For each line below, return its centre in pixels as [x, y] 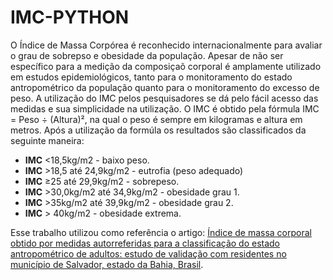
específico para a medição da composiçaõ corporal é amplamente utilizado [166, 66]
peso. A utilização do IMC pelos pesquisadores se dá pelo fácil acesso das [164, 98]
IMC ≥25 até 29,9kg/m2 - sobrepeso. [102, 181]
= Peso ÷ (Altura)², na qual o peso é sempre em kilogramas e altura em [156, 119]
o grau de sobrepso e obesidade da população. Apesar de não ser [147, 55]
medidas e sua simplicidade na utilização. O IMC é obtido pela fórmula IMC [165, 108]
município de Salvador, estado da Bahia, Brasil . [107, 264]
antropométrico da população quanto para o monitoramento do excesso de [165, 87]
